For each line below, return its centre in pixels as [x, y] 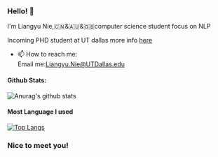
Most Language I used [40, 112]
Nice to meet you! [38, 145]
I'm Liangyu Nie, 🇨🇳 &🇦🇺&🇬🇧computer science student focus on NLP [109, 27]
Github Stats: [27, 80]
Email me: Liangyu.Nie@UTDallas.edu [71, 64]
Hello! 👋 [21, 11]
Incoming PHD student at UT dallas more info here [80, 40]
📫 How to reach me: [47, 54]
